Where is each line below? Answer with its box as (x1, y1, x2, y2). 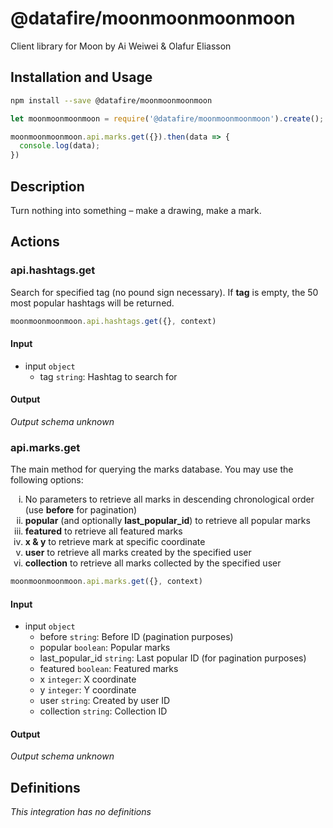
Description (10, 178, 85, 195)
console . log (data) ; (19, 141, 101, 151)
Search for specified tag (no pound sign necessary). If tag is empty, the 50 (10, 286, 319, 298)
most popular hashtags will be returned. (10, 297, 175, 309)
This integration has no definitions (10, 806, 152, 818)
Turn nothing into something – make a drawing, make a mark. (10, 204, 262, 216)
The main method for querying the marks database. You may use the (10, 463, 294, 476)
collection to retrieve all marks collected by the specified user (24, 557, 282, 569)
